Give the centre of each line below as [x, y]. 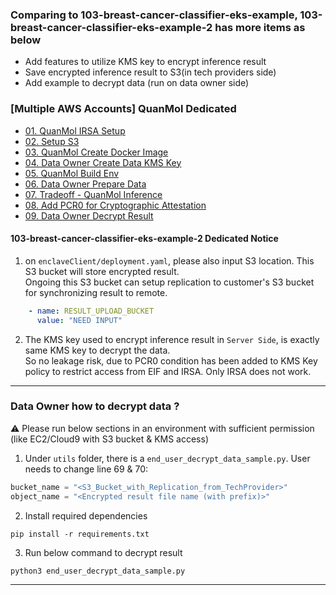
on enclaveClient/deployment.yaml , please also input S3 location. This [169, 260]
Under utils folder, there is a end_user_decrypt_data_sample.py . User [167, 458]
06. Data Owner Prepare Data [85, 184]
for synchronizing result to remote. [96, 292]
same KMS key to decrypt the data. [97, 350]
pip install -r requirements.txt [80, 534]
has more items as [260, 27]
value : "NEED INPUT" [79, 320]
